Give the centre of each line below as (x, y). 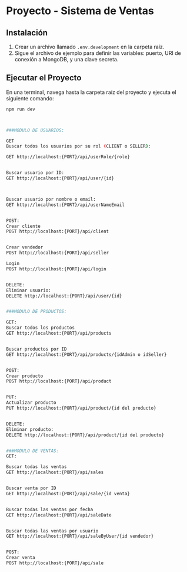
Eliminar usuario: (29, 290)
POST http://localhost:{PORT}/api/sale (55, 563)
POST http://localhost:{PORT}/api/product (59, 381)
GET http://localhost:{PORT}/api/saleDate (59, 515)
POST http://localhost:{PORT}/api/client (58, 231)
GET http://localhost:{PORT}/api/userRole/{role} (68, 157)
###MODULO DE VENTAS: (33, 451)
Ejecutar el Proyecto (44, 78)
